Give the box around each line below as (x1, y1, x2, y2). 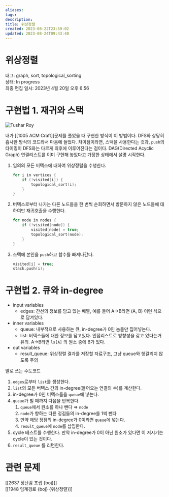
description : (5, 17, 33, 22)
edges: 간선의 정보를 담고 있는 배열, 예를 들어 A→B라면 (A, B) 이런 (20, 308, 152, 314)
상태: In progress (5, 78, 40, 84)
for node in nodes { (12, 218, 56, 223)
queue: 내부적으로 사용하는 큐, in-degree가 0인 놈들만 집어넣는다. (20, 326, 151, 332)
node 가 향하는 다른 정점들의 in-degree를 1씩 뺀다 (20, 411, 117, 417)
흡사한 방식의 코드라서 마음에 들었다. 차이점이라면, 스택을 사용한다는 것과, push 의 (5, 138, 165, 145)
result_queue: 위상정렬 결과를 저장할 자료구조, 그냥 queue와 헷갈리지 (20, 350, 158, 357)
